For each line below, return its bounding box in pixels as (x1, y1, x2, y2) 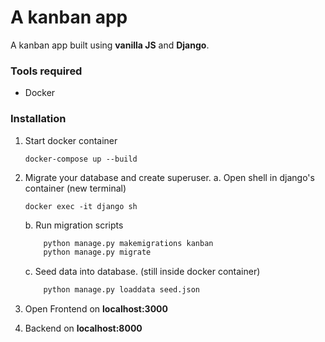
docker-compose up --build (24, 154, 138, 164)
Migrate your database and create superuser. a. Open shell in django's (24, 171, 315, 183)
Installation (10, 112, 67, 126)
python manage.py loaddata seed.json (43, 285, 200, 295)
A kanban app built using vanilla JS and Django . (10, 39, 210, 51)
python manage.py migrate (43, 247, 152, 258)
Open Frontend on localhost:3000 (24, 303, 168, 315)
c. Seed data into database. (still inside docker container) (24, 266, 261, 278)
